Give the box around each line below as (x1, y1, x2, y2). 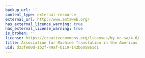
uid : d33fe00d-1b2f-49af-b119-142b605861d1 (5, 45, 99, 50)
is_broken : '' (5, 31, 36, 36)
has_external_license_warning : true (5, 26, 83, 31)
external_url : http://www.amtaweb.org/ (5, 17, 90, 22)
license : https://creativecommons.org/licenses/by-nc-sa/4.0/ (5, 36, 140, 41)
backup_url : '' (5, 7, 38, 13)
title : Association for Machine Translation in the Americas (5, 40, 138, 45)
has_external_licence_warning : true (5, 21, 83, 27)
